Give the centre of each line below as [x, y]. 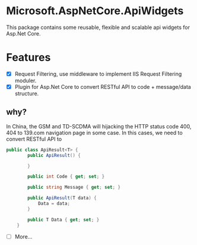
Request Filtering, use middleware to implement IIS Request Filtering [98, 74]
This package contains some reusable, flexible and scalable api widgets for [98, 27]
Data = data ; [54, 204]
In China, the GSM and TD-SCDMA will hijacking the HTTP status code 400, [99, 126]
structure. [27, 94]
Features [28, 58]
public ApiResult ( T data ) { [62, 198]
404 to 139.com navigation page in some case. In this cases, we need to [94, 133]
